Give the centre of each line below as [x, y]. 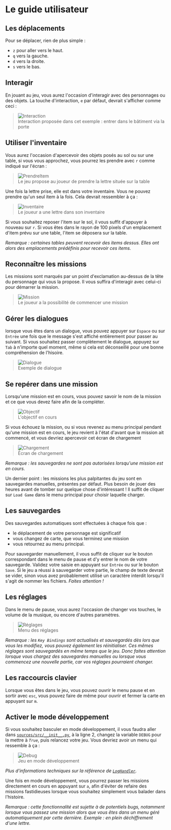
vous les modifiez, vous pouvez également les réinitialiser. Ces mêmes [79, 645]
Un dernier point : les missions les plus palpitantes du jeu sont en [74, 478]
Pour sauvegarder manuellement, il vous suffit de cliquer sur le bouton [79, 554]
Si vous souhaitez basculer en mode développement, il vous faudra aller [81, 729]
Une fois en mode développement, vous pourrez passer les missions [77, 781]
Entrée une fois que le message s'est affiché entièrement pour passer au [81, 336]
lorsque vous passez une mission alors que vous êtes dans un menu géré [82, 812]
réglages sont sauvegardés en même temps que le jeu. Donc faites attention [85, 651]
